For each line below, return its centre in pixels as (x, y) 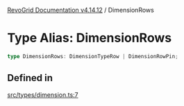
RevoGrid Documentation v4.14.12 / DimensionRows (81, 10)
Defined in (30, 78)
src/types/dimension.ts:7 (43, 95)
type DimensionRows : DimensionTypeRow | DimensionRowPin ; (93, 56)
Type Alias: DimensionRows (90, 38)
